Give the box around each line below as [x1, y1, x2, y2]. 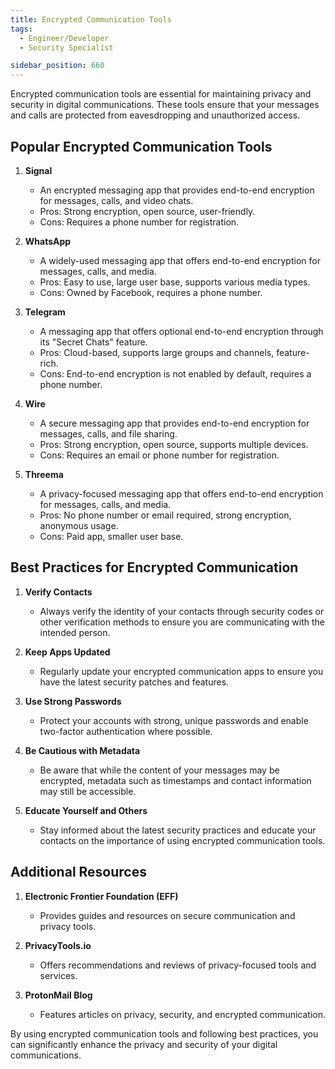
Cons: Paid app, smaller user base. [39, 530, 184, 542]
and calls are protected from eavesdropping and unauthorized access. [10, 109, 301, 121]
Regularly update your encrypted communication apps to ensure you [39, 665, 324, 677]
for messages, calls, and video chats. [39, 194, 194, 206]
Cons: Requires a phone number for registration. [39, 216, 240, 228]
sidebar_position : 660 [10, 61, 105, 71]
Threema [24, 468, 64, 480]
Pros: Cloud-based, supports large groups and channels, [39, 346, 275, 358]
